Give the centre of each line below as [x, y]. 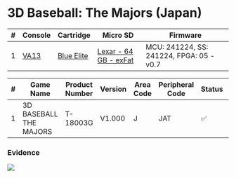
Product [79, 84]
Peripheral [176, 84]
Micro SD [118, 35]
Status [212, 89]
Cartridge [74, 35]
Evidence [24, 152]
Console [37, 35]
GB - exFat [116, 60]
